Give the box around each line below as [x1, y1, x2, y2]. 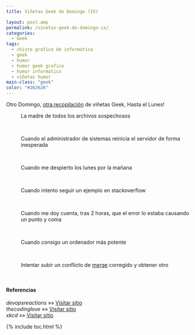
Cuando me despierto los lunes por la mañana [21, 164, 132, 171]
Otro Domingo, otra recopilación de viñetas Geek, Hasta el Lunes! [6, 101, 165, 108]
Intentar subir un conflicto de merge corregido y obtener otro [21, 262, 169, 268]
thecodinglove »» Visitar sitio [6, 306, 76, 313]
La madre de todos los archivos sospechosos [21, 112, 131, 119]
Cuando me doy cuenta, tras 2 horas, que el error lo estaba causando [21, 210, 190, 216]
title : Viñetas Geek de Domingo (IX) [6, 8, 99, 15]
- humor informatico [11, 68, 62, 74]
